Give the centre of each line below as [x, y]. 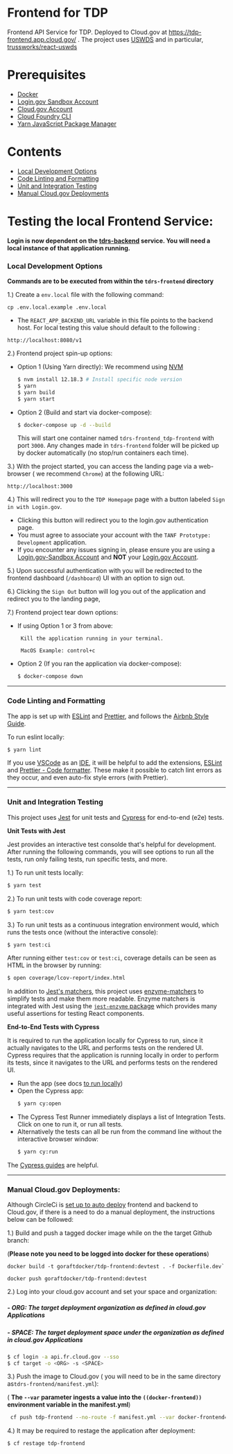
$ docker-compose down [50, 677]
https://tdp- [185, 32]
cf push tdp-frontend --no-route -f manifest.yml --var [93, 1417]
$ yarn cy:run [37, 1152]
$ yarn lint [24, 750]
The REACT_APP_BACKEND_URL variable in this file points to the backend [115, 321]
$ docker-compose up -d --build [64, 425]
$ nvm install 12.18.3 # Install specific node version [100, 380]
